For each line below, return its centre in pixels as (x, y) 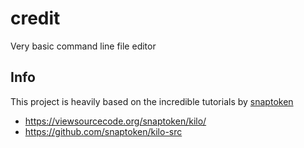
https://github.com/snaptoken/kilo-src (103, 131)
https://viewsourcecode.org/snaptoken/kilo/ (115, 121)
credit (35, 18)
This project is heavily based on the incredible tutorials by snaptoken (152, 101)
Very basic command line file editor (83, 46)
